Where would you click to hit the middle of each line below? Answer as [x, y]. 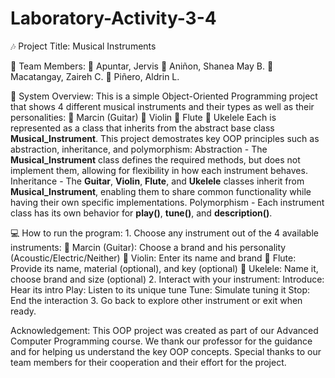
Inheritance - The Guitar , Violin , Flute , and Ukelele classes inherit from [157, 181]
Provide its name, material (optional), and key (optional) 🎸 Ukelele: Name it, [164, 268]
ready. [23, 311]
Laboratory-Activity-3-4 [113, 18]
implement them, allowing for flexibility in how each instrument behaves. [159, 170]
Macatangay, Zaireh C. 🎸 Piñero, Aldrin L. [95, 76]
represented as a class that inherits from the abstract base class [142, 128]
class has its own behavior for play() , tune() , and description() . [141, 213]
